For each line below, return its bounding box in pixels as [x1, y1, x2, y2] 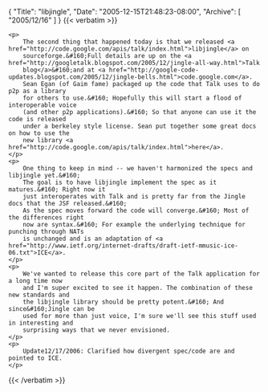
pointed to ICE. [8, 354, 63, 362]
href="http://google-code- [108, 66, 199, 74]
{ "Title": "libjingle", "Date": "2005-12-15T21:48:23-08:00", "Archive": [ [8, 7, 242, 16]
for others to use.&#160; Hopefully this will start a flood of [22, 94, 242, 102]
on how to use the [8, 129, 70, 137]
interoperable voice [8, 101, 78, 109]
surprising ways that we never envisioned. [22, 326, 171, 334]
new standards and [8, 291, 70, 299]
